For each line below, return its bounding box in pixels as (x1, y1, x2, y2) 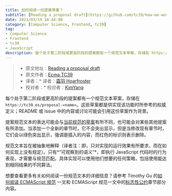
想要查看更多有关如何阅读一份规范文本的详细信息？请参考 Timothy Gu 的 (5, 172, 158, 179)
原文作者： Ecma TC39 (25, 71, 73, 77)
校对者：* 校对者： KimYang (25, 84, 84, 90)
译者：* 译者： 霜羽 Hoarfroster (25, 78, 91, 84)
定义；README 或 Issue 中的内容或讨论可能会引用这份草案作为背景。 (5, 108, 152, 114)
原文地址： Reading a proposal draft (25, 65, 100, 71)
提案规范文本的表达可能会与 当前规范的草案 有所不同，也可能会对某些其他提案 (5, 119, 167, 125)
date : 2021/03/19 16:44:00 (5, 17, 63, 22)
